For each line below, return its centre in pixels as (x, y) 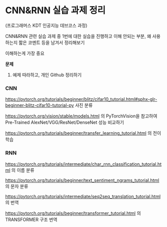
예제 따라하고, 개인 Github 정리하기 (47, 74)
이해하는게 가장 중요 (25, 53)
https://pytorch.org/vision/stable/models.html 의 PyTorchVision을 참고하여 (81, 116)
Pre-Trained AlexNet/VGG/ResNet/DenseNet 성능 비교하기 (65, 123)
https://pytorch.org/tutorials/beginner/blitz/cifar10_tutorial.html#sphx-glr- (81, 99)
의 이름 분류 (23, 170)
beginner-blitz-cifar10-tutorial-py (40, 105)
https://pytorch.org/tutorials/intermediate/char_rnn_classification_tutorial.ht (83, 164)
